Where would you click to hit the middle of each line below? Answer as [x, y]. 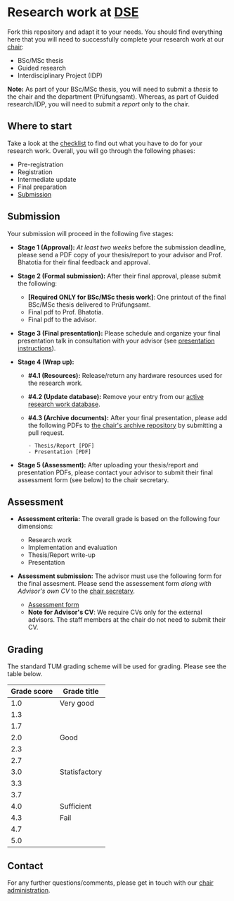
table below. [25, 674]
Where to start [40, 127]
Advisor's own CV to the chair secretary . [76, 591]
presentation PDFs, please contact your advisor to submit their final [115, 472]
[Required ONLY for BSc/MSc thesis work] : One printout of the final [127, 297]
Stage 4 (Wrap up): [46, 362]
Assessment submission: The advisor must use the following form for [119, 576]
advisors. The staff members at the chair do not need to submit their [127, 620]
